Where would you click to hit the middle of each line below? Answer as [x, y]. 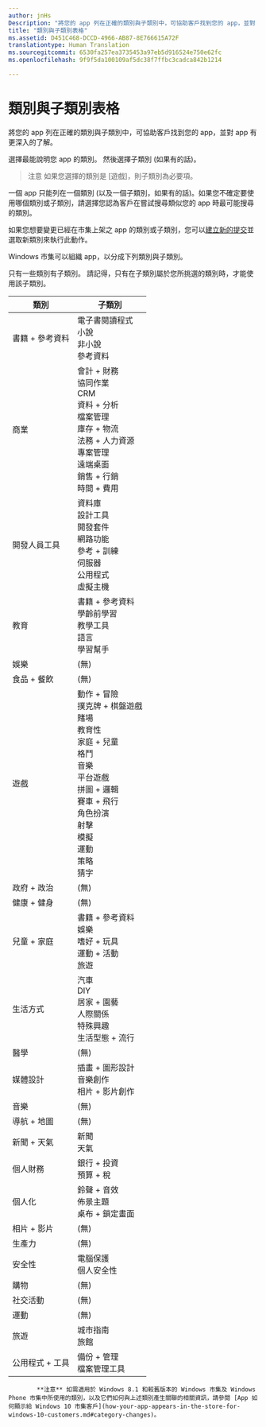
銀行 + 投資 [98, 1163]
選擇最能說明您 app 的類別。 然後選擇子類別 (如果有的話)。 [104, 159]
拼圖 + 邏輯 [98, 789]
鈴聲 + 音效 [98, 1189]
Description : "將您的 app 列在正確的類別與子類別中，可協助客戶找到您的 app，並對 [132, 23]
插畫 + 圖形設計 [106, 1068]
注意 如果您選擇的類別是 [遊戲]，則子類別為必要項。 [112, 176]
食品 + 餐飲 [33, 679]
